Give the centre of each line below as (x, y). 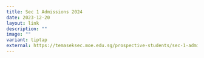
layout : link (23, 23)
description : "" (27, 29)
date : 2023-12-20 (28, 18)
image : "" (19, 34)
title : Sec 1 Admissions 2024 (45, 12)
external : (19, 46)
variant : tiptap (27, 40)
